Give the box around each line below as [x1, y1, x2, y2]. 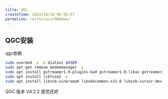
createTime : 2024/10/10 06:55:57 [5, 12, 75, 17]
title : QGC [5, 7, 28, 12]
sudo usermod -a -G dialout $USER [5, 60, 77, 65]
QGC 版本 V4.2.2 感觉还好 [5, 88, 59, 95]
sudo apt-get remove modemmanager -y [5, 65, 84, 70]
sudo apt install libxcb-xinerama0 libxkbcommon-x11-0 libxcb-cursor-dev [5, 79, 162, 84]
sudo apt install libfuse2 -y [5, 74, 68, 79]
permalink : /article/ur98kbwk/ [5, 16, 70, 21]
